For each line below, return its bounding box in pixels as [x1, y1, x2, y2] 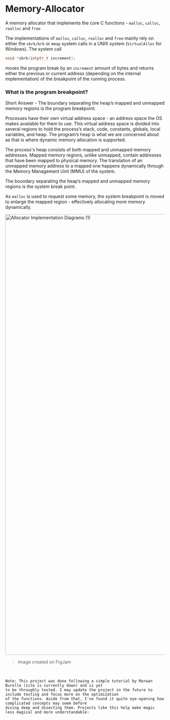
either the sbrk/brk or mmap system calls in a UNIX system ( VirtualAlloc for [5, 40, 162, 46]
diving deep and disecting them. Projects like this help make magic [5, 705, 155, 710]
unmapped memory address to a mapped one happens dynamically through [5, 163, 164, 169]
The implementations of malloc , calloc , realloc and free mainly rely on [5, 35, 154, 41]
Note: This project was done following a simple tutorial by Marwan [5, 679, 153, 684]
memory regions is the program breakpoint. [5, 105, 96, 112]
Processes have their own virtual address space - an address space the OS [5, 115, 162, 121]
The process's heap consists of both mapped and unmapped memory [5, 147, 151, 153]
